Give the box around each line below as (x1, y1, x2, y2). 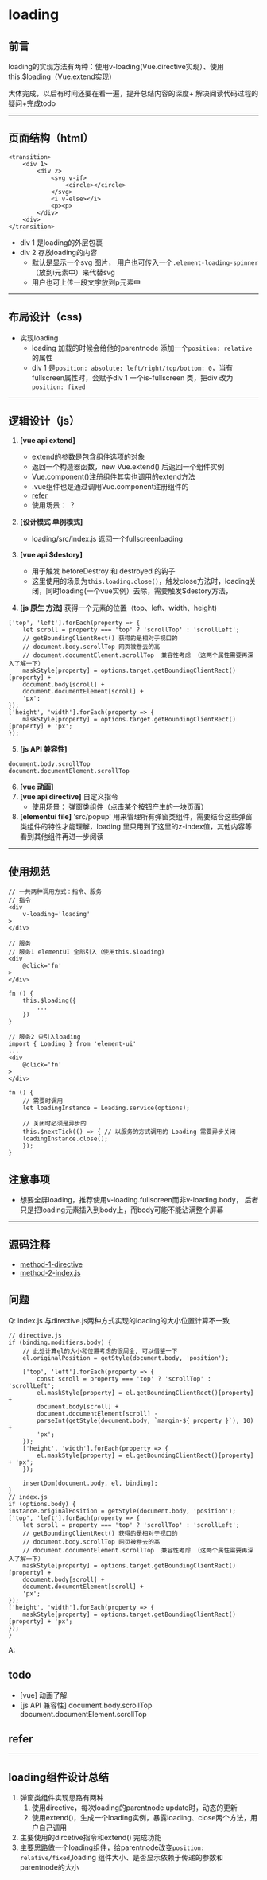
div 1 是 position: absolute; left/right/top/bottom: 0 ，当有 (31, 363, 233, 372)
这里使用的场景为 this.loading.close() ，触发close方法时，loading (31, 577, 250, 586)
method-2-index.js (19, 1268, 81, 1277)
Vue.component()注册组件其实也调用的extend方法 (31, 472, 196, 482)
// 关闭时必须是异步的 (22, 1120, 87, 1128)
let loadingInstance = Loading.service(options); (22, 1104, 191, 1113)
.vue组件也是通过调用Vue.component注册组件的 (31, 482, 189, 491)
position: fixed (31, 383, 86, 391)
